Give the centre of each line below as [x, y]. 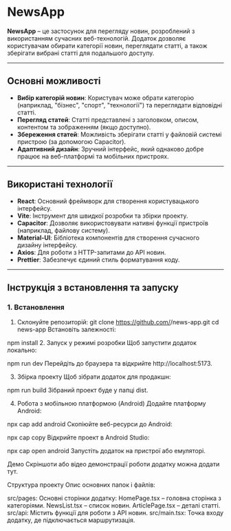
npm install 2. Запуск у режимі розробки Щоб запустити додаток [102, 343]
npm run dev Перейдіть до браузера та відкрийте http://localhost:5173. [110, 364]
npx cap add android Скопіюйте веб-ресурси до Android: [90, 424]
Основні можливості [54, 81]
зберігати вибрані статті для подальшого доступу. [81, 53]
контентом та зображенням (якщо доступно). [84, 127]
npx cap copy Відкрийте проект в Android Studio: [78, 437]
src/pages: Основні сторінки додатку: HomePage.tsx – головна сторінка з [114, 498]
